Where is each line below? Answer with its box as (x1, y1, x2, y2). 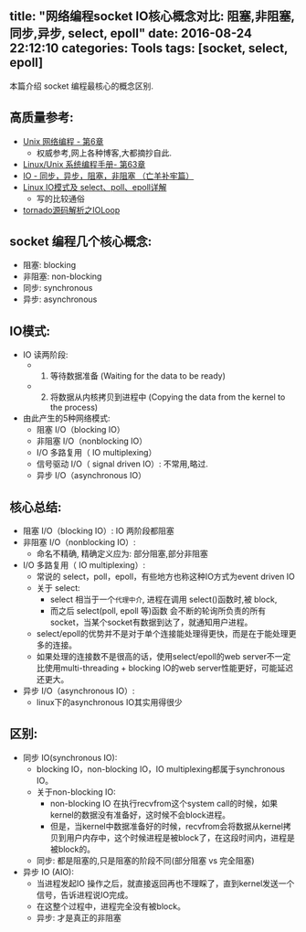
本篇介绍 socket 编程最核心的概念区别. (9, 80, 153, 91)
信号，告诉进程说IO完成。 (36, 889, 134, 900)
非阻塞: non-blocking (22, 271, 102, 282)
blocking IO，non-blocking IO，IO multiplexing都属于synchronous (36, 763, 286, 775)
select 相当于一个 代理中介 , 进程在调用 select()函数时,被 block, (49, 594, 278, 605)
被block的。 (49, 843, 96, 854)
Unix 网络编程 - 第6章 (22, 135, 104, 146)
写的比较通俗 (36, 193, 85, 204)
